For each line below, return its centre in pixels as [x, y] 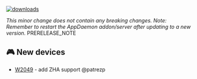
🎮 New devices [36, 52]
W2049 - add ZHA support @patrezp [60, 69]
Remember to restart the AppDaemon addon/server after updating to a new [98, 27]
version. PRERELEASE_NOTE [41, 33]
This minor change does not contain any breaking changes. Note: [86, 20]
